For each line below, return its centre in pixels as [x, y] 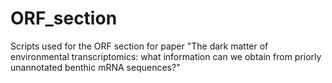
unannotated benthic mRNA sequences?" [95, 67]
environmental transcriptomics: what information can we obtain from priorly [166, 56]
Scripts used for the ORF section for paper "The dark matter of [139, 46]
